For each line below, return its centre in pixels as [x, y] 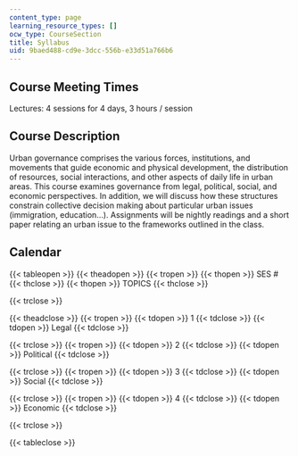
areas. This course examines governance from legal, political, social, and [143, 186]
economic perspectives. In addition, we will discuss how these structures [144, 195]
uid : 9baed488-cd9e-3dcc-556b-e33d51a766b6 [91, 51]
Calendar [35, 252]
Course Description [65, 136]
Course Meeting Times [74, 87]
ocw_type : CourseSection [55, 34]
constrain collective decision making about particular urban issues [131, 205]
